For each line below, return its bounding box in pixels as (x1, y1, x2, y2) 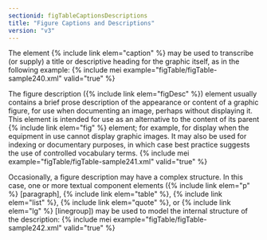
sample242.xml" (8, 223, 62, 233)
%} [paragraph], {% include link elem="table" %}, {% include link (8, 189, 223, 199)
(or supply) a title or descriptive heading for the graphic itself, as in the (8, 57, 240, 66)
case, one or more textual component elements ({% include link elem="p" (8, 181, 251, 191)
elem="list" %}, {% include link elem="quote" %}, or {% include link (8, 198, 231, 207)
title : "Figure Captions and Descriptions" (8, 19, 155, 27)
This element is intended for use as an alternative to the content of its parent (8, 115, 260, 124)
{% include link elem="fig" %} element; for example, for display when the (8, 123, 249, 132)
